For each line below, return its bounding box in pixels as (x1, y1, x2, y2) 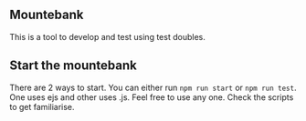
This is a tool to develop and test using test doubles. (9, 31, 206, 42)
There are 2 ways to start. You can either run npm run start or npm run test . (9, 82, 297, 93)
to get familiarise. (9, 101, 75, 112)
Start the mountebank (9, 58, 137, 74)
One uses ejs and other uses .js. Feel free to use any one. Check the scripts (9, 91, 294, 103)
